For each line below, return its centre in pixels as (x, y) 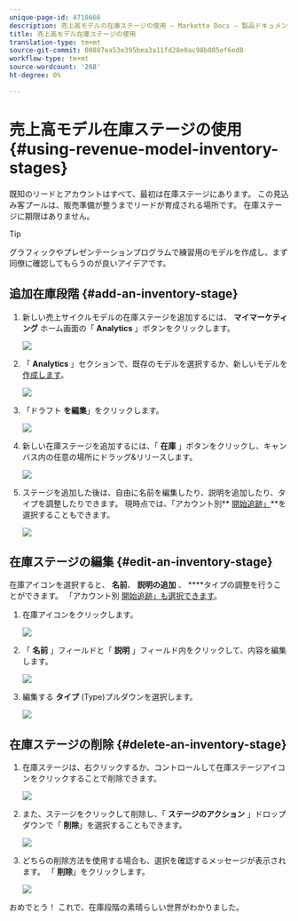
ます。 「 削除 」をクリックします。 (86, 872)
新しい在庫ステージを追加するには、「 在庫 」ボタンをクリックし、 (143, 446)
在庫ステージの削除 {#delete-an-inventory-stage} (148, 744)
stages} (39, 167)
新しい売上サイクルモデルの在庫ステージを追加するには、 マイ (136, 317)
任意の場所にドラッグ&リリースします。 (125, 457)
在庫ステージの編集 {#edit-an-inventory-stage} (141, 562)
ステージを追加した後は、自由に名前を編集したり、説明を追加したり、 (150, 492)
